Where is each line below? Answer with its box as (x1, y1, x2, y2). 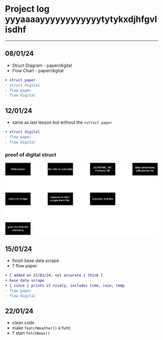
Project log (5, 3, 50, 15)
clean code (12, 320, 35, 326)
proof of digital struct (5, 151, 57, 158)
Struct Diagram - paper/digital (12, 62, 72, 68)
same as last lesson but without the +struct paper (12, 119, 113, 125)
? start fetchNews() (12, 330, 50, 336)
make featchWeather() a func (12, 325, 71, 331)
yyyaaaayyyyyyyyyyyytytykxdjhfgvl (5, 14, 157, 25)
